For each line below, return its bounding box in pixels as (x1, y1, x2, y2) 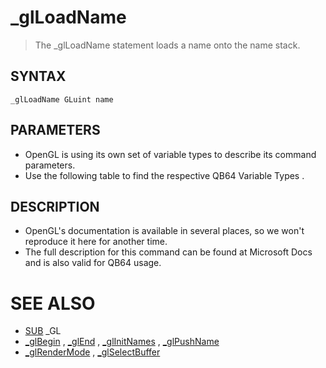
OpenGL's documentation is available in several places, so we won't (24, 225, 305, 237)
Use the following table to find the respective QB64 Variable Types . (24, 169, 305, 181)
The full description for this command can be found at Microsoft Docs (24, 246, 313, 258)
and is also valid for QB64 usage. (24, 257, 162, 269)
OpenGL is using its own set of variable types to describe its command (24, 148, 317, 160)
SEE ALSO (10, 292, 96, 315)
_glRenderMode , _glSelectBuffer (24, 346, 161, 358)
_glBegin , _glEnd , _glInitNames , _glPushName (24, 336, 220, 348)
